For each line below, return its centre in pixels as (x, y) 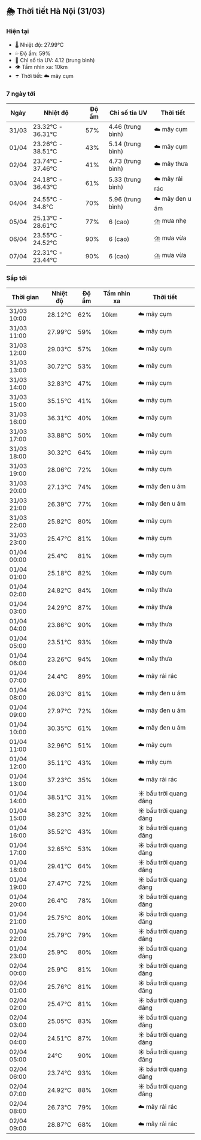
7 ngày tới (21, 94)
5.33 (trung (125, 180)
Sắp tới (16, 278)
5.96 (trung (125, 200)
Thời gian (25, 297)
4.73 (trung (125, 161)
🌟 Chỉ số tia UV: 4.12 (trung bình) (55, 60)
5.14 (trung (125, 144)
